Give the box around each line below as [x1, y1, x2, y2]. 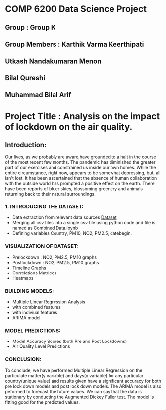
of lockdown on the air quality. [5, 121, 133, 133]
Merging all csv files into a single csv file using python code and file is [12, 220, 156, 226]
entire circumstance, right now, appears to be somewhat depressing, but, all [5, 170, 161, 176]
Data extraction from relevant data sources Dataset [12, 214, 117, 220]
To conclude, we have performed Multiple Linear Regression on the [5, 367, 143, 373]
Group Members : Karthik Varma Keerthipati [5, 40, 144, 48]
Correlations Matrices [12, 270, 57, 276]
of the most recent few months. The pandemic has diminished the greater [5, 159, 156, 165]
